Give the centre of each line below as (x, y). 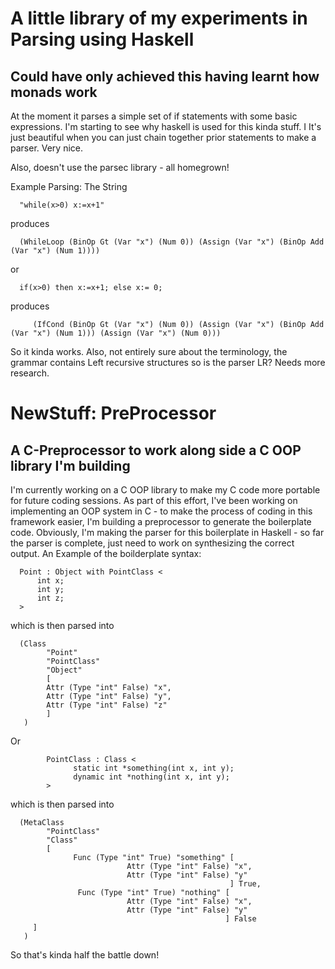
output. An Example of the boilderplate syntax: (106, 553)
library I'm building (70, 465)
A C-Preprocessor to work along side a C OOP (156, 450)
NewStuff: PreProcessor (113, 413)
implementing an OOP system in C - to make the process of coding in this (161, 511)
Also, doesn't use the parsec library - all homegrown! (120, 167)
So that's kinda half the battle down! (85, 955)
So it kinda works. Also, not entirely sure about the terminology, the (149, 351)
